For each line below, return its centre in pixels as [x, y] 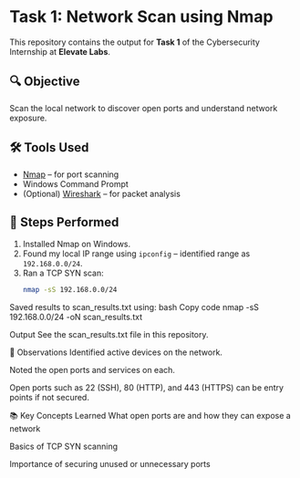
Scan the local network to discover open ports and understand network [144, 108]
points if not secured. [49, 398]
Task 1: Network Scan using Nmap [141, 17]
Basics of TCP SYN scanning [64, 447]
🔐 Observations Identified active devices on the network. [116, 352]
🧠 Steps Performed [64, 222]
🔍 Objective [45, 82]
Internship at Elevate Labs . [60, 51]
